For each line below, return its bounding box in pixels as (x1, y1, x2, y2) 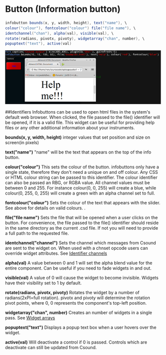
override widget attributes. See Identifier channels (5, 250, 107, 256)
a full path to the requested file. (5, 231, 69, 237)
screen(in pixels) (5, 140, 40, 146)
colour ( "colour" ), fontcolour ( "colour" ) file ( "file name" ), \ (5, 26, 136, 31)
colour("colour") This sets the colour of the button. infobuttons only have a (5, 164, 159, 170)
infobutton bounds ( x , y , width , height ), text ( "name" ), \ (5, 20, 127, 25)
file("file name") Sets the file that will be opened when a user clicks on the (5, 215, 158, 221)
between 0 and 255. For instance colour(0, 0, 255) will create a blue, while (5, 185, 157, 191)
